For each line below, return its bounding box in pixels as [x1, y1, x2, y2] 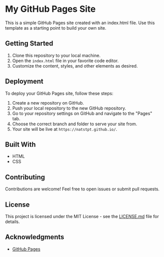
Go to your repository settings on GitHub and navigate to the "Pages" [12, 110, 152, 116]
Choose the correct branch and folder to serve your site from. [12, 121, 137, 127]
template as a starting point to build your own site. [5, 25, 107, 31]
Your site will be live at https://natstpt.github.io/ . [12, 126, 117, 132]
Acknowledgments [5, 233, 65, 241]
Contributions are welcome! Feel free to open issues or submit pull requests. [5, 186, 160, 192]
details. [5, 219, 20, 224]
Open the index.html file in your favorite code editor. [12, 58, 119, 64]
